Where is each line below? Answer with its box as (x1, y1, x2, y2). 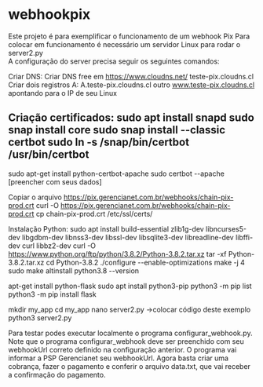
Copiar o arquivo (8, 192, 63, 202)
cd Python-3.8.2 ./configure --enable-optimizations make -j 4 (46, 257, 246, 267)
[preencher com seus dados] (8, 177, 102, 186)
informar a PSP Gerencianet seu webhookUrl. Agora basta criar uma (8, 353, 229, 363)
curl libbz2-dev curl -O (22, 241, 97, 250)
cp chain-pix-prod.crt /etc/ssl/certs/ (35, 209, 153, 218)
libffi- (235, 232, 254, 242)
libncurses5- (205, 224, 247, 233)
